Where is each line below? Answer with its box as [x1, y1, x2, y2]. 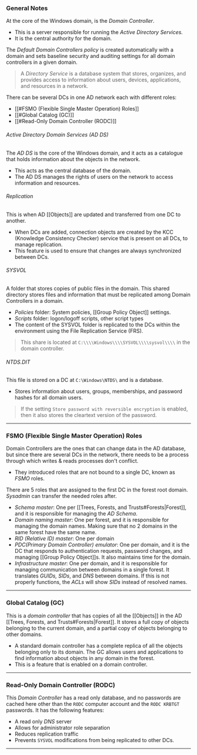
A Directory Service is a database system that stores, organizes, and [20, 70, 186, 77]
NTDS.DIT [6, 358, 30, 365]
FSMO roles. [14, 475, 45, 482]
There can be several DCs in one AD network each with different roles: [6, 94, 177, 101]
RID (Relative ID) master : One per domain [14, 535, 114, 542]
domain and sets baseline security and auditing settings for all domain [6, 53, 175, 60]
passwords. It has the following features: [6, 707, 104, 713]
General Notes [6, 4, 48, 12]
